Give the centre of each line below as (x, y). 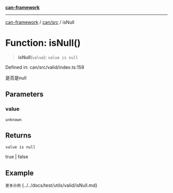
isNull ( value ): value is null (48, 57)
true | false (17, 157)
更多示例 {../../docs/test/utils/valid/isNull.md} (51, 185)
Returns (19, 136)
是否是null (16, 78)
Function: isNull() (43, 43)
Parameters (24, 94)
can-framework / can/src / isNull (40, 22)
